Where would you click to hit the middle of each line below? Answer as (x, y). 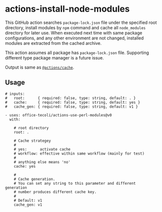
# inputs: (15, 94)
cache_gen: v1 (28, 205)
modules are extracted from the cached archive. (54, 43)
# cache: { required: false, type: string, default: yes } (72, 102)
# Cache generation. (35, 179)
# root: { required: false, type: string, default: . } (71, 98)
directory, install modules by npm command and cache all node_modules (75, 27)
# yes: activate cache (42, 149)
